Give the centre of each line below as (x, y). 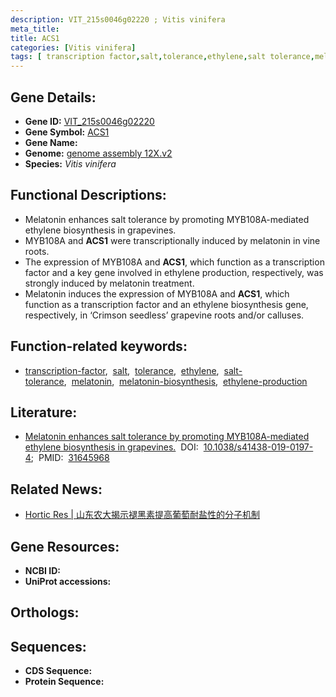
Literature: (44, 412)
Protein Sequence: (64, 682)
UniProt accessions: (68, 581)
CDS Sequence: (58, 671)
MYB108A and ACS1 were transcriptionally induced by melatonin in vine (172, 240)
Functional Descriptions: (88, 195)
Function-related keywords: (99, 346)
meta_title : (35, 29)
